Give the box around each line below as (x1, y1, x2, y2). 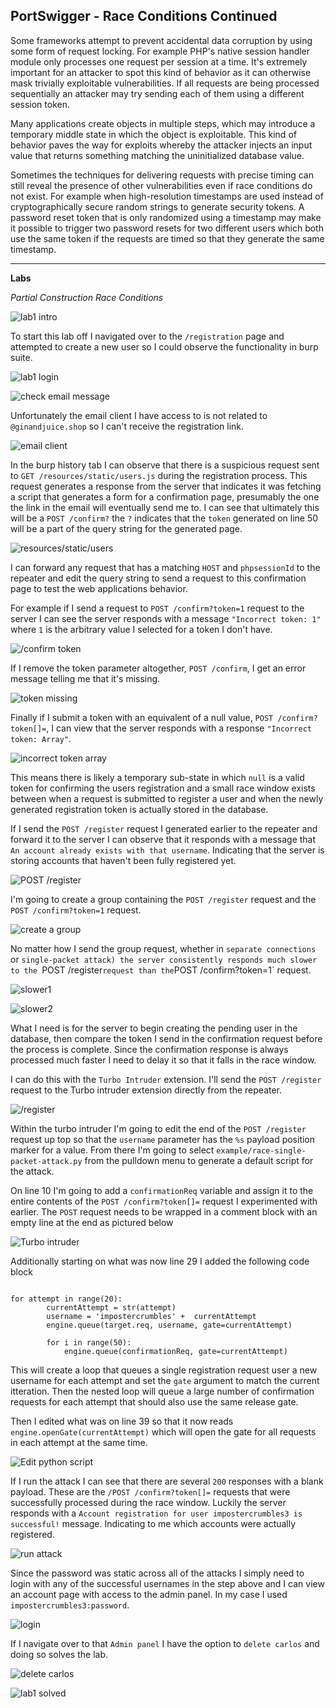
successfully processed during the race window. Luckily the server (10, 1496, 287, 1508)
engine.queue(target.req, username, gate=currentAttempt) (46, 1320, 293, 1330)
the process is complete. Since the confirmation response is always (10, 1043, 289, 1055)
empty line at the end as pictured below (10, 1216, 174, 1228)
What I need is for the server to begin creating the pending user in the (10, 1022, 298, 1034)
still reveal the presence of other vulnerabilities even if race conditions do (10, 179, 313, 191)
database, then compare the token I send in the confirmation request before (10, 1032, 323, 1044)
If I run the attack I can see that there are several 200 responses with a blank (10, 1475, 324, 1487)
